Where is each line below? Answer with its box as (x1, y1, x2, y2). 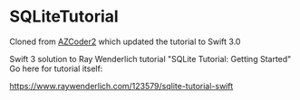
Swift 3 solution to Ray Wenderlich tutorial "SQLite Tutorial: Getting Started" (9, 53, 292, 64)
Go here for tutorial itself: (9, 63, 103, 74)
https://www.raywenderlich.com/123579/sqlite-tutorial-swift (9, 80, 234, 91)
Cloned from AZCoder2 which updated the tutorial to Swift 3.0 (9, 36, 241, 47)
